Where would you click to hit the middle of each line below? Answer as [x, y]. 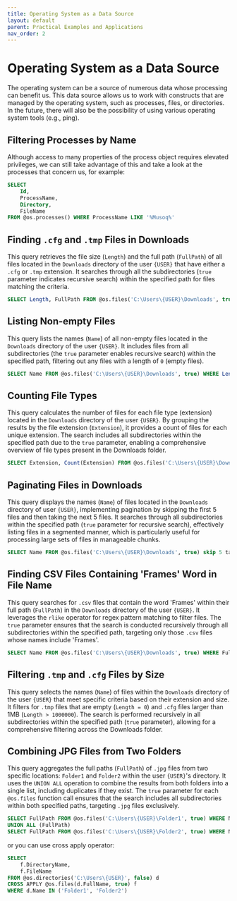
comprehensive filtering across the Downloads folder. [85, 729]
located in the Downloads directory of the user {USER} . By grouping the [108, 420]
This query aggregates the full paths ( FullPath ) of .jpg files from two [108, 768]
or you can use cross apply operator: [61, 845]
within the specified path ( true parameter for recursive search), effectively [116, 525]
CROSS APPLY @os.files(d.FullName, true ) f [72, 884]
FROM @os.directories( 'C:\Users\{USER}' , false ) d [83, 878]
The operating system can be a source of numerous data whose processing [117, 88]
